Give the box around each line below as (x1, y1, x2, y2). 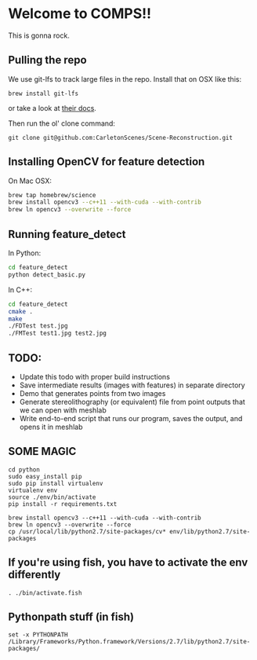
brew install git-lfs (8, 90, 79, 97)
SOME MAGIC (8, 445, 77, 458)
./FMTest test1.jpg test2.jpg (8, 329, 107, 338)
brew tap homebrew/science (8, 191, 96, 199)
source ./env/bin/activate (8, 493, 96, 501)
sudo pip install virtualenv (8, 479, 103, 487)
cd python (8, 465, 41, 474)
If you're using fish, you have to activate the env (8, 555, 248, 570)
